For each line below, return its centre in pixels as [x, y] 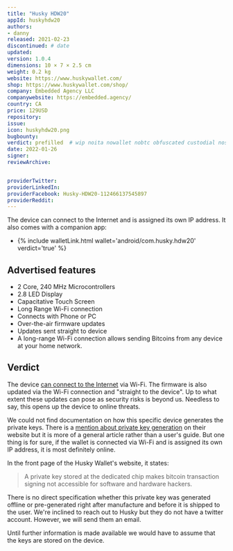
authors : [20, 26]
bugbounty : [23, 136]
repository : [24, 117]
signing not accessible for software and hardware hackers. [108, 484]
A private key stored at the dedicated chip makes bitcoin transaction [122, 476]
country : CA [24, 104]
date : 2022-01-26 [32, 149]
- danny [18, 33]
